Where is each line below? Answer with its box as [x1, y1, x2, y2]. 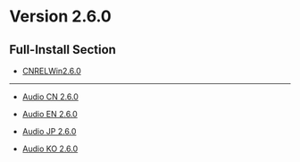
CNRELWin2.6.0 [21, 65, 82, 76]
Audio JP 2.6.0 [21, 126, 77, 136]
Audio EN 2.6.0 [21, 109, 78, 119]
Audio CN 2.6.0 [21, 91, 79, 102]
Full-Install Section [9, 42, 116, 57]
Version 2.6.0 [9, 6, 112, 27]
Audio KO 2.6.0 [21, 143, 79, 154]
